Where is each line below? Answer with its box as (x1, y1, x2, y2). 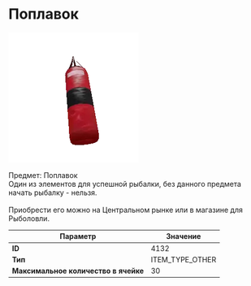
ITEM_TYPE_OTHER (150, 254, 217, 264)
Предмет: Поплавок (8, 170, 78, 180)
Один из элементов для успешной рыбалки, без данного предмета (8, 179, 242, 188)
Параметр (59, 232, 97, 241)
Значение (166, 232, 201, 241)
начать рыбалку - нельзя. (8, 188, 97, 197)
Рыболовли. (8, 213, 50, 223)
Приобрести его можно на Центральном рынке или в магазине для (8, 205, 244, 214)
